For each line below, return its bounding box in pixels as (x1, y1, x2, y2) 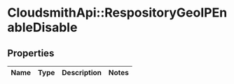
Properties (7, 47, 55, 59)
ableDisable (7, 19, 78, 35)
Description (62, 68, 102, 77)
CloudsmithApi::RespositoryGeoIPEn (7, 5, 228, 21)
